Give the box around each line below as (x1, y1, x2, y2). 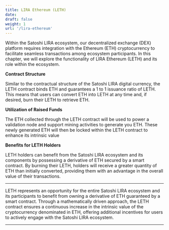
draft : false (5, 17, 33, 22)
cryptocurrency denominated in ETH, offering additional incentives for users (5, 209, 163, 215)
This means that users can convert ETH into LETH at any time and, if (5, 92, 147, 98)
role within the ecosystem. (5, 61, 60, 67)
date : (5, 12, 17, 17)
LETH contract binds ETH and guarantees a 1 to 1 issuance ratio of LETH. (5, 86, 156, 92)
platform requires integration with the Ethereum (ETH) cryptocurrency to (5, 45, 155, 51)
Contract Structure (5, 71, 46, 77)
